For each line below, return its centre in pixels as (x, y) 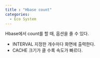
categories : (17, 14)
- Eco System (23, 19)
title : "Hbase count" (28, 10)
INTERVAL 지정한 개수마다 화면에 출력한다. (54, 44)
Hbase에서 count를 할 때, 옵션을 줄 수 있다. (47, 34)
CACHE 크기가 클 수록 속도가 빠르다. (48, 51)
